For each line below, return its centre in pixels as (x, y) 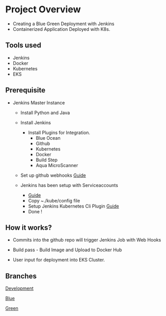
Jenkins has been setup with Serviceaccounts (69, 185)
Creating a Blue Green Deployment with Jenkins (63, 24)
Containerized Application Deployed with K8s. (61, 29)
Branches (21, 276)
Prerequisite (25, 90)
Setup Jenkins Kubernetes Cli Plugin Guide (73, 206)
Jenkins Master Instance (39, 103)
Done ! (35, 211)
